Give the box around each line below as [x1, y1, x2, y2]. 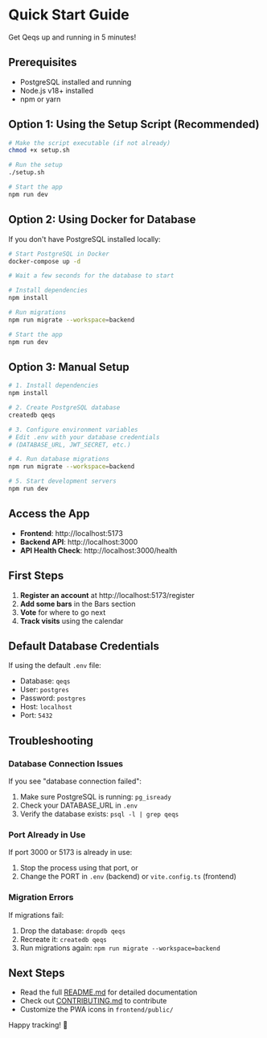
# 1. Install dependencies [8, 381, 99, 390]
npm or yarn [19, 94, 61, 104]
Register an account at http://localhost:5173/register [19, 590, 195, 600]
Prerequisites [8, 56, 77, 69]
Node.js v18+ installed [19, 85, 94, 95]
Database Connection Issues [8, 758, 124, 769]
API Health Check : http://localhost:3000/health [19, 546, 178, 555]
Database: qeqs [19, 676, 71, 686]
